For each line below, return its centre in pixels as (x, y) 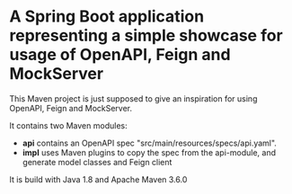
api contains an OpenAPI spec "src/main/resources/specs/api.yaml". (149, 143)
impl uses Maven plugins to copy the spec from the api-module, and (149, 152)
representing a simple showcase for (146, 35)
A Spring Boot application (107, 17)
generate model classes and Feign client (97, 162)
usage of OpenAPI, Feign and (120, 55)
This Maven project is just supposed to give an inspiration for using (133, 98)
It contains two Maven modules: (68, 125)
